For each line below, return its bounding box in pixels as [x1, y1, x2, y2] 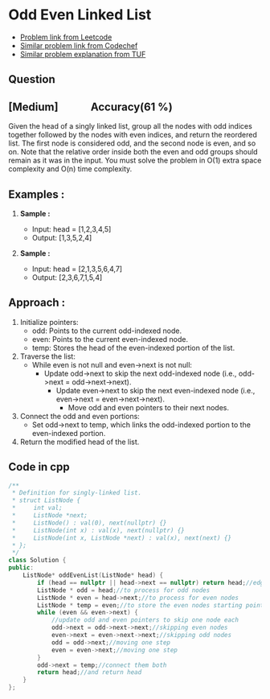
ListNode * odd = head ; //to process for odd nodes [37, 586, 211, 594]
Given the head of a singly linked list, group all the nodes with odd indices [8, 121, 253, 131]
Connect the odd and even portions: [19, 411, 141, 421]
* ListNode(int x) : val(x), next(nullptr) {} [11, 526, 185, 534]
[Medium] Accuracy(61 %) [8, 100, 173, 113]
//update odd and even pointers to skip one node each [51, 616, 239, 624]
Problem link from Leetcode [19, 32, 112, 42]
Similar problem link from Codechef [19, 40, 138, 50]
